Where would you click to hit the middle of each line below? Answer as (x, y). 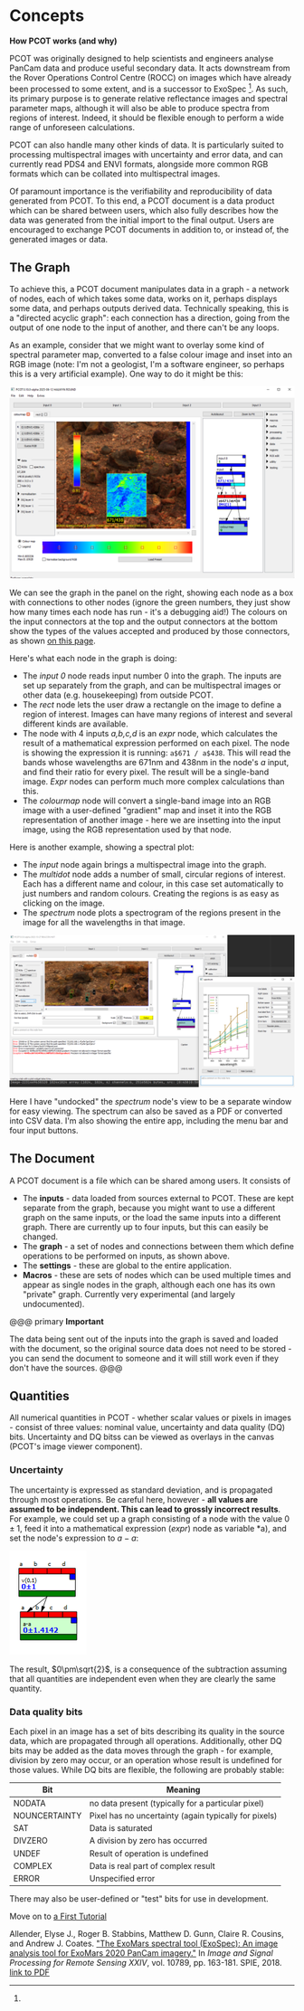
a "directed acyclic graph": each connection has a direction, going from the (150, 318)
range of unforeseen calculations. (72, 127)
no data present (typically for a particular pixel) (176, 1803)
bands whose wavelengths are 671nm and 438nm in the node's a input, (156, 763)
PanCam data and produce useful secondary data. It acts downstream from (150, 68)
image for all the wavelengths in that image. (104, 923)
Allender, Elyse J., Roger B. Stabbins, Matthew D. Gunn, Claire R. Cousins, (147, 1933)
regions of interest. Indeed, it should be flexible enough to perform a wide (147, 118)
